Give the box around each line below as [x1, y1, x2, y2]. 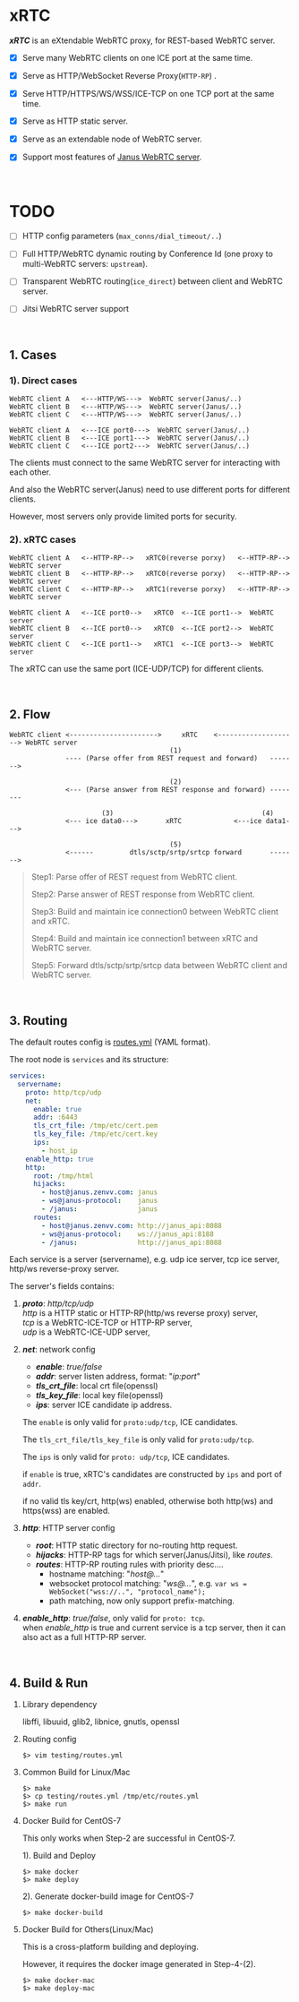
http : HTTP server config [21, 1523, 115, 1534]
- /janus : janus [41, 1205, 158, 1214]
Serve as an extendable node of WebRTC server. [21, 133, 203, 144]
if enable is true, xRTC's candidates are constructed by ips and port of [21, 1469, 282, 1480]
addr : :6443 [32, 1113, 78, 1122]
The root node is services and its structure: [9, 1054, 169, 1065]
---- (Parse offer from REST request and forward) [65, 754, 258, 763]
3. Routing [9, 1013, 68, 1028]
